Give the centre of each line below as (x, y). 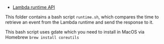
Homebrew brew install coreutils (42, 37)
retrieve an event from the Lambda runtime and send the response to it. (79, 22)
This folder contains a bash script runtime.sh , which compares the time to (82, 17)
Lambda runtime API (34, 7)
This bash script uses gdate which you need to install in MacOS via (75, 32)
